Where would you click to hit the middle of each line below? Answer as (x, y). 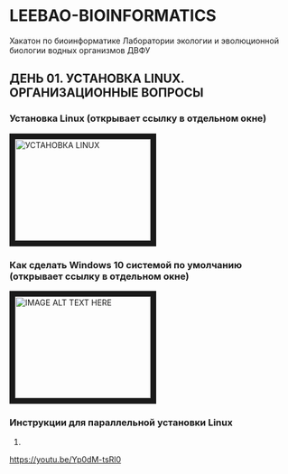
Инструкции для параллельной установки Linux (121, 423)
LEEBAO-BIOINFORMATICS (113, 16)
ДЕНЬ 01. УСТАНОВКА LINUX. (97, 79)
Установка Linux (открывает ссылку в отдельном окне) (138, 118)
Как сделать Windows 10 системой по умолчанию (125, 265)
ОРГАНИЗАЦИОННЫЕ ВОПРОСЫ (107, 93)
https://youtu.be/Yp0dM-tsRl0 (65, 460)
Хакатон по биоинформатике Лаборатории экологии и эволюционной (144, 41)
